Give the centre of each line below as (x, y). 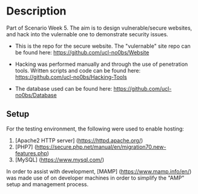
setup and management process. (48, 184)
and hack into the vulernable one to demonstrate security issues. (87, 34)
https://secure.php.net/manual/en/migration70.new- (101, 147)
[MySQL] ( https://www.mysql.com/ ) (60, 160)
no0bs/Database (36, 95)
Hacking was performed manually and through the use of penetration (101, 64)
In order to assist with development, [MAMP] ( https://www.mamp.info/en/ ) (99, 171)
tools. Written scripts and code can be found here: (78, 70)
